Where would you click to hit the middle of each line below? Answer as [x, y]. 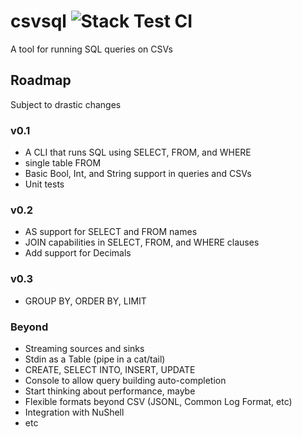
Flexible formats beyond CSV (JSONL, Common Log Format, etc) [158, 401]
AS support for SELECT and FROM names [111, 232]
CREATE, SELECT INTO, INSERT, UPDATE [110, 369]
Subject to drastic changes [66, 104]
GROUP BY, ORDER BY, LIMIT [85, 301]
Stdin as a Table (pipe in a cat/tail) [95, 359]
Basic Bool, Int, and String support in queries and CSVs [138, 174]
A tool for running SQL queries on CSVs [91, 49]
